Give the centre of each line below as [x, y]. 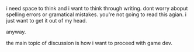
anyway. [16, 32]
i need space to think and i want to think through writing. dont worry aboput [97, 8]
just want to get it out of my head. [47, 21]
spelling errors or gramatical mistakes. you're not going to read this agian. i [96, 14]
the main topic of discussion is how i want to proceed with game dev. [89, 43]
